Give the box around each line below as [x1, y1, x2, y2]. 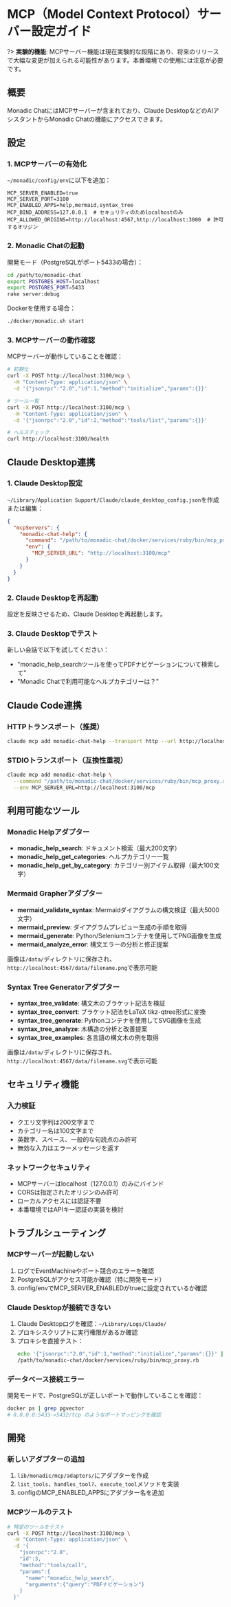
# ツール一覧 [7, 397, 39, 404]
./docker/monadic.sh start [7, 318, 85, 325]
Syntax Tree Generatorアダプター [7, 982, 120, 992]
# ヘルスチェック [7, 429, 49, 436]
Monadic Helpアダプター [7, 827, 90, 836]
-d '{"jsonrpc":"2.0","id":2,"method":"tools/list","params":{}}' [13, 417, 208, 423]
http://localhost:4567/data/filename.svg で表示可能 [7, 1056, 158, 1065]
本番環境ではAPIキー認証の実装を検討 [16, 1205, 124, 1213]
